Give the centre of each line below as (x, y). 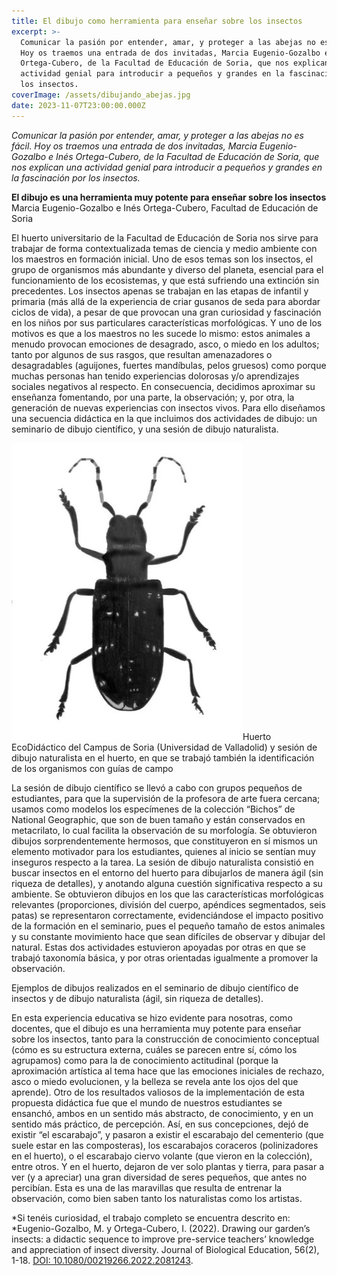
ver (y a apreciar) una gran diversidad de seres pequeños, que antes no (159, 1177)
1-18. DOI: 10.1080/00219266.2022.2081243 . (102, 1260)
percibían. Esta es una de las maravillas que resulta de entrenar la (147, 1187)
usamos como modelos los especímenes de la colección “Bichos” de (153, 809)
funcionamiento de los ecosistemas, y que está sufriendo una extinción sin (165, 280)
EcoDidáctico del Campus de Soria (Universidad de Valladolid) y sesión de (164, 747)
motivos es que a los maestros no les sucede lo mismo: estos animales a (161, 333)
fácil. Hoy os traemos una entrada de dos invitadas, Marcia (134, 146)
